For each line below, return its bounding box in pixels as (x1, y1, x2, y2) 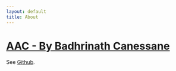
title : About (6, 14, 39, 20)
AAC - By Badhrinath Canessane (6, 39, 170, 53)
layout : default (6, 8, 46, 15)
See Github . (6, 59, 35, 66)
